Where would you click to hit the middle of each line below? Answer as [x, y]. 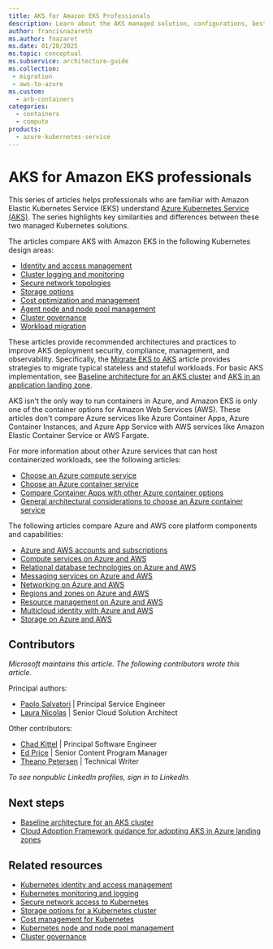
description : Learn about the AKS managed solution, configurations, [129, 24]
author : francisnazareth [50, 31]
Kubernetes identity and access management [96, 885]
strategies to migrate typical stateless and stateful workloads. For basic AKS [136, 367]
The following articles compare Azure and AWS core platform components [133, 526]
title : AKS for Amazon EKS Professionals [80, 16]
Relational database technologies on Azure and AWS [108, 567]
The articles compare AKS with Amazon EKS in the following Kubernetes [130, 241]
